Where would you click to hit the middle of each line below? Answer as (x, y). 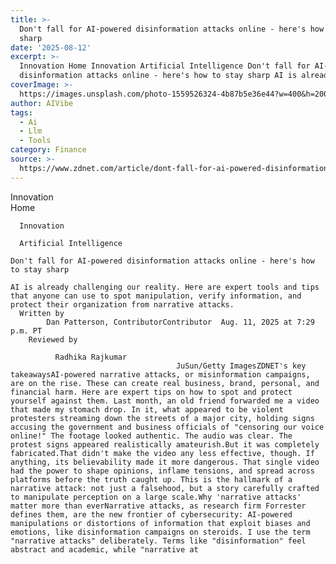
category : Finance (48, 150)
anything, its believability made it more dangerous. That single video (165, 462)
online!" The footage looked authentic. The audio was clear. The (151, 436)
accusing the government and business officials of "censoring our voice (167, 427)
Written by (42, 313)
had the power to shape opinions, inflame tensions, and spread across (162, 471)
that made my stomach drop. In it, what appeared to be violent (147, 409)
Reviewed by (53, 339)
